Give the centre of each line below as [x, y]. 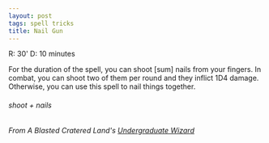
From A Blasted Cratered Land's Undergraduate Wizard [101, 130]
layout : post [30, 16]
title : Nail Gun [36, 31]
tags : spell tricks [41, 23]
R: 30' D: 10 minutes [42, 54]
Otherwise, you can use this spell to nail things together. [102, 86]
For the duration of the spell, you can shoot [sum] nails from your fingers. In [135, 69]
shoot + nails [30, 105]
